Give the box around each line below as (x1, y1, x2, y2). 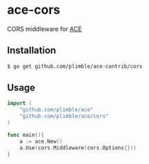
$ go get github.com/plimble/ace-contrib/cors (7, 62, 143, 70)
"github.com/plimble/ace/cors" (19, 113, 109, 120)
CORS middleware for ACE (7, 25, 82, 33)
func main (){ (7, 131, 45, 139)
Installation (7, 45, 56, 56)
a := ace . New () (19, 138, 63, 145)
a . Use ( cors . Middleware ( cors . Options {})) (19, 144, 137, 151)
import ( (7, 100, 32, 107)
